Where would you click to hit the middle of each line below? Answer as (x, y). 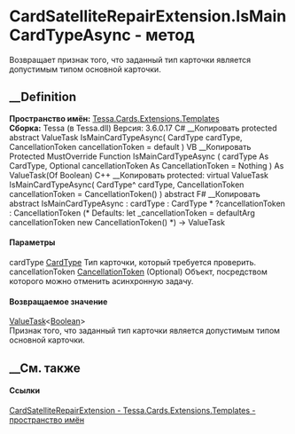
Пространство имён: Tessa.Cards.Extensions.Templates (114, 118)
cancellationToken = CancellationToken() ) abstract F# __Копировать (135, 193)
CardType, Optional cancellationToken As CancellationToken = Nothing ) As (147, 165)
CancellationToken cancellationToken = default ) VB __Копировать (130, 146)
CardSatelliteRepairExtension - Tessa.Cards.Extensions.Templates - (132, 410)
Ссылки (25, 391)
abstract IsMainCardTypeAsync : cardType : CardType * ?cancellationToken (147, 203)
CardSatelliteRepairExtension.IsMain (148, 16)
